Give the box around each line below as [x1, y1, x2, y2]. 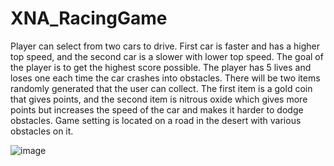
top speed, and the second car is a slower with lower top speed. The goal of [10, 50, 324, 62]
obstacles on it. [10, 125, 74, 137]
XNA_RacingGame [10, 7, 168, 30]
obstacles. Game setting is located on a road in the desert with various [10, 114, 302, 126]
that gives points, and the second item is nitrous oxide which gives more [10, 93, 308, 105]
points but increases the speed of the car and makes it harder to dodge [10, 103, 304, 116]
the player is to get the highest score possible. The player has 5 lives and [10, 61, 312, 73]
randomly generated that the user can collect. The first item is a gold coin [10, 82, 313, 94]
